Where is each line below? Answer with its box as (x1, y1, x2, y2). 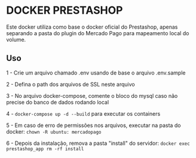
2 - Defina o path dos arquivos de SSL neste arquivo (6, 80, 136, 88)
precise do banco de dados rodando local (6, 98, 109, 106)
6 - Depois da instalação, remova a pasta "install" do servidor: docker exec (6, 140, 190, 147)
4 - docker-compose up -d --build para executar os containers (6, 110, 161, 117)
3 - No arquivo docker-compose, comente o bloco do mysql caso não (6, 92, 178, 99)
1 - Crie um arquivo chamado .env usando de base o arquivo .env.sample (6, 69, 186, 76)
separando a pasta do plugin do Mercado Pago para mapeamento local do (6, 29, 189, 36)
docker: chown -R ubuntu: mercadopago (6, 128, 102, 135)
